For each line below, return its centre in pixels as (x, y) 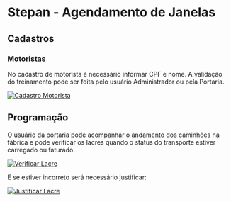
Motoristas (27, 59)
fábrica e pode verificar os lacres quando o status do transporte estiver (112, 142)
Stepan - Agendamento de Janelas (112, 12)
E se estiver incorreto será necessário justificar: (77, 177)
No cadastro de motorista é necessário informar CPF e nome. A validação (115, 74)
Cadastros (31, 39)
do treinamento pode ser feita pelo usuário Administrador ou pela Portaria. (116, 82)
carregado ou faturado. (41, 150)
